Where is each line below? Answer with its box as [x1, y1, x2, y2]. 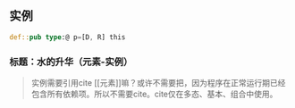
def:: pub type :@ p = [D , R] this [9, 32, 126, 42]
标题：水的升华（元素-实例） [9, 55, 133, 68]
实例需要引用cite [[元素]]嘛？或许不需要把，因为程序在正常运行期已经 [30, 77, 286, 87]
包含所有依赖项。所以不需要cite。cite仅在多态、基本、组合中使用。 [30, 88, 278, 99]
